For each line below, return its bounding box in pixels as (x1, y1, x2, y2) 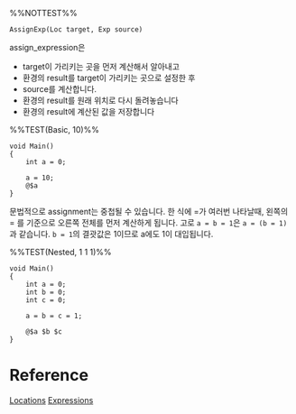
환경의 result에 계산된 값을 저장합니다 (22, 106, 155, 116)
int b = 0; (25, 288, 67, 297)
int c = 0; (25, 296, 67, 305)
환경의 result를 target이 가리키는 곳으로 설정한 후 (22, 72, 196, 83)
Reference (9, 365, 88, 386)
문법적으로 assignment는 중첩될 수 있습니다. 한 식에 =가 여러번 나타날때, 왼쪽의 (9, 207, 289, 216)
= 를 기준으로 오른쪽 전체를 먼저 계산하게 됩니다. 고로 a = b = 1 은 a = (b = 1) (9, 217, 288, 228)
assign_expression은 (9, 42, 86, 52)
